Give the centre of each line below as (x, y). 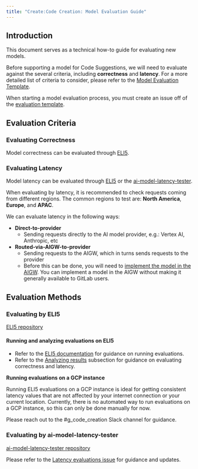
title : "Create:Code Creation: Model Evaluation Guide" (76, 12)
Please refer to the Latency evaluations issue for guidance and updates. (94, 460)
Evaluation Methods (44, 297)
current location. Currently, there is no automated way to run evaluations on (98, 402)
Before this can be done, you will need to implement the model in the (107, 266)
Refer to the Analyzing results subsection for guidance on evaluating (98, 360)
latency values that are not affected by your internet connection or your (93, 395)
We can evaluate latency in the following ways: (63, 216)
